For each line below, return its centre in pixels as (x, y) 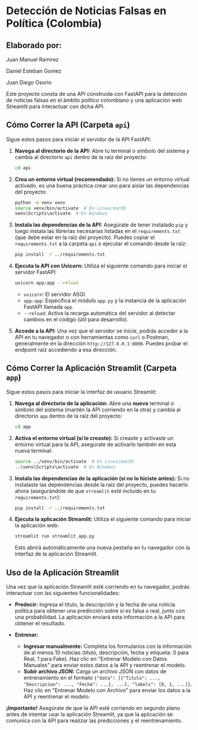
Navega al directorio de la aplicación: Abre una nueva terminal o (94, 403)
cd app (23, 427)
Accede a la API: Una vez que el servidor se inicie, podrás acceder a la (101, 331)
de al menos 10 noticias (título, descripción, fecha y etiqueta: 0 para (106, 653)
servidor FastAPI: (36, 272)
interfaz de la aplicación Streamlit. (56, 554)
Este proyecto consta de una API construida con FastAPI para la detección (97, 94)
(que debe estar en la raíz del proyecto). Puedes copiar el (85, 237)
